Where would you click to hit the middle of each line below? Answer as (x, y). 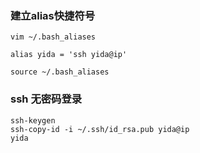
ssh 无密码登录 (46, 99)
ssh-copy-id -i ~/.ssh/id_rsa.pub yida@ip (100, 129)
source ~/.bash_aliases (60, 72)
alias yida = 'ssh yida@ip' (69, 55)
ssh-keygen (33, 120)
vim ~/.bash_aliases (53, 37)
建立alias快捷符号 (53, 15)
